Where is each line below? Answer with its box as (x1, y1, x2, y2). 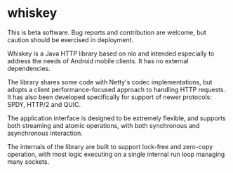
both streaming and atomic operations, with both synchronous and (7, 121, 200, 129)
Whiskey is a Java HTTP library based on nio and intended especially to (7, 49, 215, 58)
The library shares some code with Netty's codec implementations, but (7, 77, 213, 86)
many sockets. (7, 157, 50, 166)
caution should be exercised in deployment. (7, 35, 134, 44)
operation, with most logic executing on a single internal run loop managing (7, 150, 225, 158)
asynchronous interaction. (7, 129, 83, 137)
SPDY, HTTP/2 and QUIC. (7, 100, 81, 108)
